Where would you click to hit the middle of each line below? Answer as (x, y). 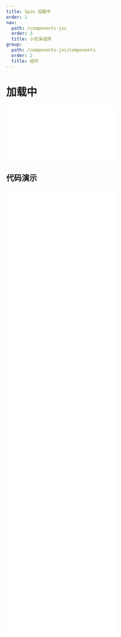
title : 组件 (25, 61)
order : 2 (22, 55)
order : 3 (22, 34)
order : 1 (17, 17)
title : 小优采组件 (31, 39)
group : (14, 45)
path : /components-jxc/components (53, 50)
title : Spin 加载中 (28, 12)
